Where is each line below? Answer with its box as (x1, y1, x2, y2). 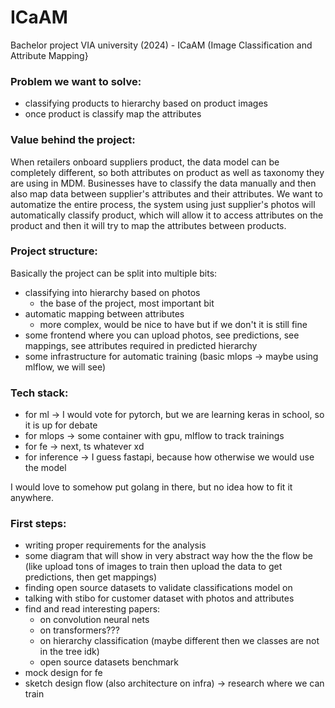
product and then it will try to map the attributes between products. (10, 219, 287, 231)
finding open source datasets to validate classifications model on (24, 582, 293, 594)
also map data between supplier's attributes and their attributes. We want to (10, 187, 323, 200)
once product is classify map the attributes (24, 108, 202, 120)
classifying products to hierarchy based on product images (24, 97, 268, 110)
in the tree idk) (39, 646, 100, 658)
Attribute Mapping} (10, 49, 89, 61)
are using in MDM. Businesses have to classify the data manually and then (10, 177, 317, 189)
